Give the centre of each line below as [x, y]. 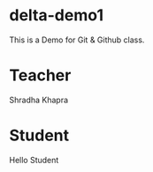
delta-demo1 [57, 15]
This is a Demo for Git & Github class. [77, 40]
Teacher [40, 75]
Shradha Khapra [39, 100]
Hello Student [34, 160]
